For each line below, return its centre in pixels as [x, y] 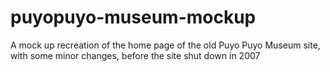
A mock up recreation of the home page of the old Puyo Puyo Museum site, [165, 45]
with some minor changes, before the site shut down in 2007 [135, 55]
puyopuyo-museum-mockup [133, 17]
